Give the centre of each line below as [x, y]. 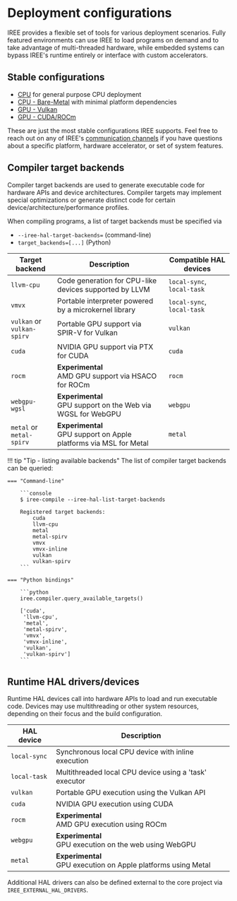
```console [36, 493]
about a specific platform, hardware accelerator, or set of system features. [115, 146]
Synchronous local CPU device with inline [125, 752]
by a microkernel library [97, 310]
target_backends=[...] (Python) [64, 242]
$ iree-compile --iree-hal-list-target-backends [93, 500]
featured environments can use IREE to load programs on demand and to [113, 40]
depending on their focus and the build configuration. [85, 714]
